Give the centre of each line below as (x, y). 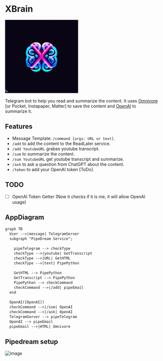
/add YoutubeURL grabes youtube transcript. (56, 149)
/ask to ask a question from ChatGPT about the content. (68, 164)
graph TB (14, 229)
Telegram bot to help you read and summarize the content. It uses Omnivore (81, 100)
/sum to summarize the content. (43, 154)
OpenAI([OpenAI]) (27, 302)
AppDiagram (25, 217)
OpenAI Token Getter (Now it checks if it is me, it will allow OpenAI (79, 197)
